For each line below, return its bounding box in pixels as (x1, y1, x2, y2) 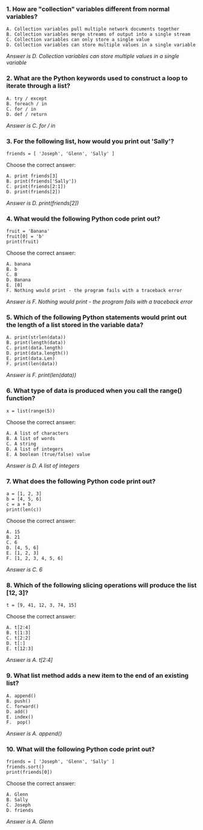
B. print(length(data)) (6, 340, 66, 346)
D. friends (6, 807, 34, 813)
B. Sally (6, 797, 28, 803)
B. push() (6, 698, 31, 704)
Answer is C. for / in (6, 122, 56, 129)
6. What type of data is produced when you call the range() (6, 386, 182, 395)
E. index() (6, 714, 34, 720)
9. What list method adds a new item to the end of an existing (6, 672, 189, 680)
